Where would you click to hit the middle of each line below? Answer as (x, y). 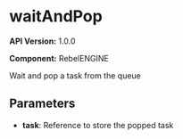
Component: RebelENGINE (59, 58)
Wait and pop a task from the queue (75, 75)
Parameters (42, 104)
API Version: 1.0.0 (42, 41)
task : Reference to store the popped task (98, 125)
